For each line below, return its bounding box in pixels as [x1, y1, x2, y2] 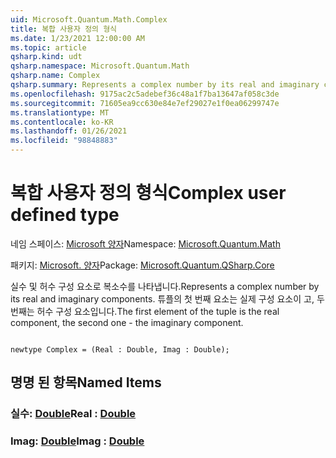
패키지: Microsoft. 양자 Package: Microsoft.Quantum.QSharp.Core [10, 259, 275, 271]
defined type [10, 204, 120, 226]
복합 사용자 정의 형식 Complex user [10, 182, 287, 205]
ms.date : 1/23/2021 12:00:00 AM [10, 33, 145, 43]
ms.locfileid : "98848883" [10, 136, 118, 146]
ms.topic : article [10, 42, 87, 53]
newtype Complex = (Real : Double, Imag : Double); [10, 344, 230, 355]
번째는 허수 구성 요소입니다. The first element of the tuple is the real [10, 305, 280, 317]
